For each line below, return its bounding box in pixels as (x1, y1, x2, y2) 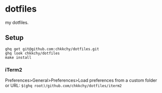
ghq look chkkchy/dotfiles (5, 51, 60, 56)
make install (5, 55, 32, 60)
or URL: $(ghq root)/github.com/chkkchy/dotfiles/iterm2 (5, 83, 122, 89)
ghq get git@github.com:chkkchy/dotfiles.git (5, 46, 99, 52)
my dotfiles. (5, 19, 29, 25)
